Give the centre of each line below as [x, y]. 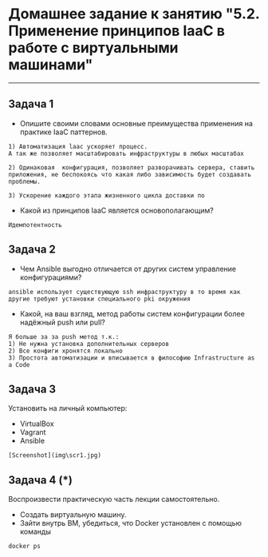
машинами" [51, 65]
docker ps [25, 547]
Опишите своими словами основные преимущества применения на [136, 123]
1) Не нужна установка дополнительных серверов [89, 344]
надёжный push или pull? [63, 322]
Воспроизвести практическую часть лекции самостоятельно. [114, 499]
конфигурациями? [51, 277]
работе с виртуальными [93, 48]
